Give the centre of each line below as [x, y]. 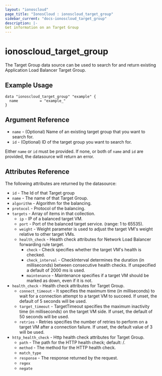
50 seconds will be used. [44, 316]
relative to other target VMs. [47, 234]
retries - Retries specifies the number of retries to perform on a [83, 322]
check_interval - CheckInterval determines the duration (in [85, 260]
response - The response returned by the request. [69, 358]
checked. [36, 255]
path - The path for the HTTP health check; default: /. [72, 342]
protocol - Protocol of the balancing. [49, 208]
